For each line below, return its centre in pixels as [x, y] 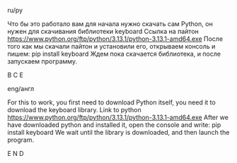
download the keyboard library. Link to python [74, 110]
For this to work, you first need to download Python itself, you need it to [111, 102]
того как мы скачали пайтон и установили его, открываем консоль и [111, 46]
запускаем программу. [42, 61]
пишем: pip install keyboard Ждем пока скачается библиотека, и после [114, 54]
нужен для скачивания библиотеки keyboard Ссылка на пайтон [103, 31]
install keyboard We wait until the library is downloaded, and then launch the [118, 132]
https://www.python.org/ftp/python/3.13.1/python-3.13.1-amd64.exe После [115, 39]
